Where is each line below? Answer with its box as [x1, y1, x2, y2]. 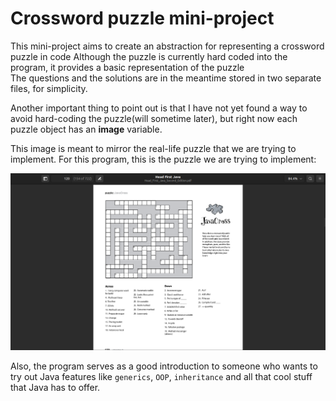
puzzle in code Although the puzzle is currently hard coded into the [10, 50, 288, 62]
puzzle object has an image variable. [10, 123, 163, 135]
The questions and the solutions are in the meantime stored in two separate [10, 72, 322, 84]
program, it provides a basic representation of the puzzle [10, 61, 245, 73]
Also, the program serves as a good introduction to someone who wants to [10, 360, 318, 372]
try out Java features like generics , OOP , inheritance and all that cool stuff [10, 370, 313, 382]
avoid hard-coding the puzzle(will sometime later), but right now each [10, 112, 298, 124]
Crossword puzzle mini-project [10, 7, 275, 30]
